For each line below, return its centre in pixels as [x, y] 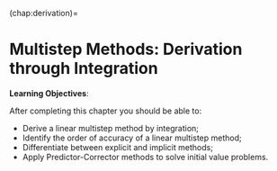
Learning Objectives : [49, 93]
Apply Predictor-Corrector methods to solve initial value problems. [145, 157]
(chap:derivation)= [44, 13]
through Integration [84, 69]
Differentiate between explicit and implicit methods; [118, 147]
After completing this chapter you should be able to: [106, 111]
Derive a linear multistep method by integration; [111, 128]
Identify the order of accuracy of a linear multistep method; [132, 138]
